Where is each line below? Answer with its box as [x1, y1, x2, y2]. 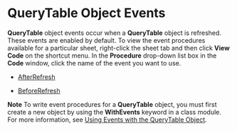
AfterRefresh [17, 73, 56, 81]
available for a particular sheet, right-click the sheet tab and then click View [7, 43, 230, 52]
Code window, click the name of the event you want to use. [7, 58, 181, 67]
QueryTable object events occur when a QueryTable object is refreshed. [7, 28, 222, 37]
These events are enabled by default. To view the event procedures [7, 36, 206, 44]
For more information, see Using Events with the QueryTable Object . [7, 115, 208, 124]
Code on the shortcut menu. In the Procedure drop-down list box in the [7, 51, 217, 60]
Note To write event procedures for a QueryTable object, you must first [7, 100, 217, 108]
